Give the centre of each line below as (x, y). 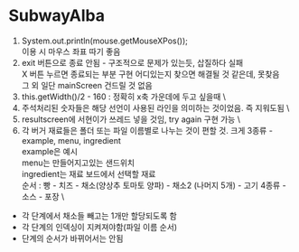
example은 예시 (50, 151)
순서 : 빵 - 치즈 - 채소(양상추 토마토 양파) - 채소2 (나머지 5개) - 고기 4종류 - (154, 185)
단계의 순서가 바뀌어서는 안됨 (72, 238)
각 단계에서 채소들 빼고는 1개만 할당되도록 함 (99, 215)
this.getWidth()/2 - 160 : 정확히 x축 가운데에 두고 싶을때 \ (124, 97)
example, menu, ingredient (71, 140)
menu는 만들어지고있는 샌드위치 (78, 163)
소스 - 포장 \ (43, 196)
